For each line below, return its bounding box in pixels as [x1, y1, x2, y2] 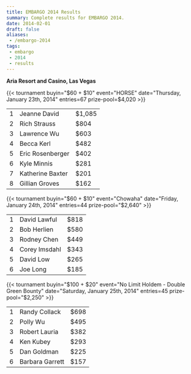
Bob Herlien [19, 225, 54, 234]
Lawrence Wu [19, 129, 60, 138]
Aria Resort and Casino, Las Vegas [6, 77, 96, 85]
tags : [6, 44, 20, 50]
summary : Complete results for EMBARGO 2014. [6, 15, 124, 21]
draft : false [6, 26, 40, 32]
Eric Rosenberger [19, 149, 70, 158]
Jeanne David [19, 109, 59, 118]
